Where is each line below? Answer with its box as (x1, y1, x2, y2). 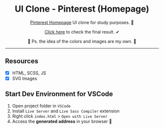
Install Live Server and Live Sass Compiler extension (12, 108, 120, 114)
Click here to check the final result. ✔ (44, 29, 120, 35)
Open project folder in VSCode (12, 103, 71, 109)
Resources (5, 57, 39, 65)
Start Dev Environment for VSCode (5, 90, 113, 98)
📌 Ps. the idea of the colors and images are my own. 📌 (27, 38, 137, 44)
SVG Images (12, 75, 38, 81)
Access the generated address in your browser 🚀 (12, 118, 112, 124)
